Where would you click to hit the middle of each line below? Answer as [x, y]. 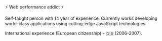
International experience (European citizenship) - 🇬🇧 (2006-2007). [74, 33]
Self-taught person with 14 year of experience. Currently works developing [81, 18]
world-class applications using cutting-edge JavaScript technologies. [76, 23]
